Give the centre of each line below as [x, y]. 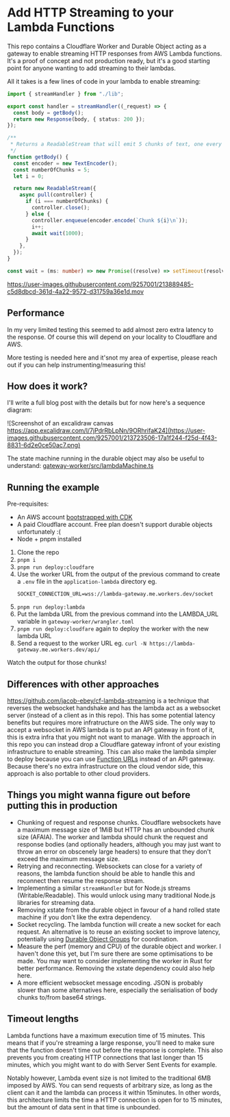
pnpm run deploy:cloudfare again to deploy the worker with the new [113, 628]
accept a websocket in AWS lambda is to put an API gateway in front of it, [111, 730]
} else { [38, 214]
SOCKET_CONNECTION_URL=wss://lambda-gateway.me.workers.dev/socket [115, 594]
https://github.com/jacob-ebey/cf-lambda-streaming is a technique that [108, 701]
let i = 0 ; [29, 176]
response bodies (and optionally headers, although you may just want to [119, 844]
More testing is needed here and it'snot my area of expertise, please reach [112, 357]
